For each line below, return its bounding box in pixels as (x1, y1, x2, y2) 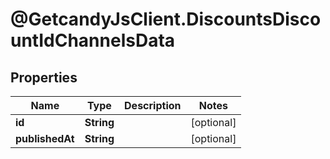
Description (124, 99, 182, 112)
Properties (10, 69, 78, 86)
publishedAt (15, 132, 75, 145)
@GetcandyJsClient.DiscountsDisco (10, 8, 322, 31)
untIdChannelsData (10, 29, 176, 52)
